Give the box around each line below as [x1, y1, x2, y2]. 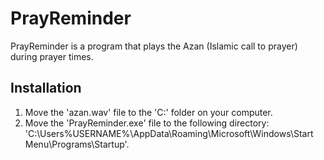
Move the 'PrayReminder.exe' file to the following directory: [24, 117, 270, 129]
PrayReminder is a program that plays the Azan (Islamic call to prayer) [10, 40, 298, 52]
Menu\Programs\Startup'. [24, 138, 130, 150]
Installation [10, 80, 82, 97]
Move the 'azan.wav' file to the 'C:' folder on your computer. [24, 106, 273, 118]
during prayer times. [10, 50, 94, 62]
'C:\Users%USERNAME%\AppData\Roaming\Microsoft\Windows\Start [24, 127, 314, 139]
